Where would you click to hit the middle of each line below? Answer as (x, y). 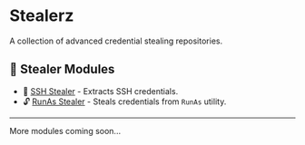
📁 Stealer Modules (62, 69)
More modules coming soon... (65, 130)
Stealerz (42, 16)
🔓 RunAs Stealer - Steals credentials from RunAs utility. (124, 101)
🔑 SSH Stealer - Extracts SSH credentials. (100, 91)
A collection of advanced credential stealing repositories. (116, 41)
